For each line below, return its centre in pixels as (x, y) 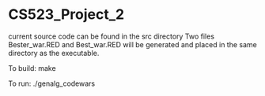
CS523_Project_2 (66, 15)
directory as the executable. (54, 53)
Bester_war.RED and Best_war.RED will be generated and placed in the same (132, 44)
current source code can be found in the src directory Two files (112, 36)
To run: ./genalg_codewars (52, 83)
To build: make (32, 68)
